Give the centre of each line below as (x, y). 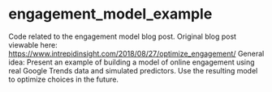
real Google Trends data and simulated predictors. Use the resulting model (133, 70)
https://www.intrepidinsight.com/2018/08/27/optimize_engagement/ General (136, 53)
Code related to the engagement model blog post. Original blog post (123, 36)
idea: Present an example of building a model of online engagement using (132, 62)
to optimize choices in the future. (64, 79)
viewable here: (33, 44)
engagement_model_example (110, 14)
